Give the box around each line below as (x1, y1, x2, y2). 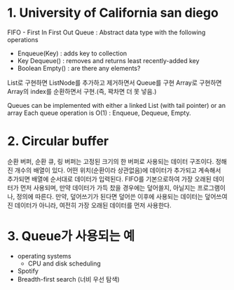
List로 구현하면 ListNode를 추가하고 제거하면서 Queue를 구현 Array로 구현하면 (7, 78, 222, 87)
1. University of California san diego (7, 5, 219, 21)
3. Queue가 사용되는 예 (7, 228, 135, 244)
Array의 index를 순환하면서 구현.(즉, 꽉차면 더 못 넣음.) (7, 87, 157, 95)
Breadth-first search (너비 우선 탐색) (17, 275, 121, 283)
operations (7, 35, 39, 43)
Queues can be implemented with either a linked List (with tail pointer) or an (7, 101, 226, 109)
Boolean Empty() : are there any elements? (17, 64, 141, 72)
